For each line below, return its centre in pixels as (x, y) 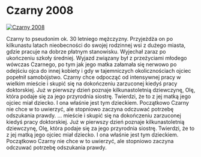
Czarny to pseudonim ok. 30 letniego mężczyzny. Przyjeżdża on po (90, 38)
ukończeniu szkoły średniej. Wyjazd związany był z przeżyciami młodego (97, 58)
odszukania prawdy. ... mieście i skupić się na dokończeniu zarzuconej (94, 115)
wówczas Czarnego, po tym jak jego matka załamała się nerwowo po (91, 64)
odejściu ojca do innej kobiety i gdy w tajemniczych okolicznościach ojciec (99, 70)
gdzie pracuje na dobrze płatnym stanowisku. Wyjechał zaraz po (86, 51)
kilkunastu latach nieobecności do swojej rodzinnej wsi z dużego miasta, (96, 45)
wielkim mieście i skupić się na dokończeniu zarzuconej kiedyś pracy (92, 83)
